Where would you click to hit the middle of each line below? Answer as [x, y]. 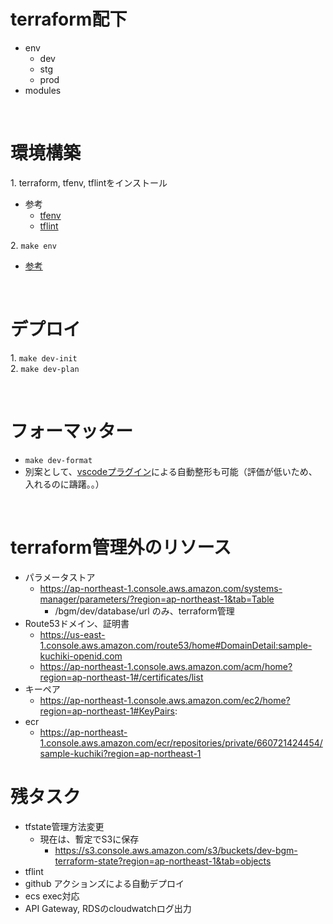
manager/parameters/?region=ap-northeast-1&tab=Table [157, 599]
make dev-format [58, 460]
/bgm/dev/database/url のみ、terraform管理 [144, 611]
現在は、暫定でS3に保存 [89, 839]
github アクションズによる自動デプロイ [104, 883]
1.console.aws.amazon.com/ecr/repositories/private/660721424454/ [181, 742]
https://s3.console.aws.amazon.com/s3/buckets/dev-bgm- [176, 850]
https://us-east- [72, 634]
